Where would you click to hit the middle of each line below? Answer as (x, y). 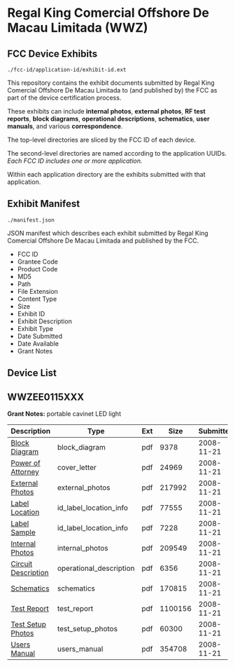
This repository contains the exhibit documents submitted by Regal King (111, 83)
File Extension (37, 291)
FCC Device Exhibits (52, 54)
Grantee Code (37, 262)
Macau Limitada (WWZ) (78, 28)
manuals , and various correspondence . (65, 126)
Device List (32, 373)
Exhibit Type (35, 328)
